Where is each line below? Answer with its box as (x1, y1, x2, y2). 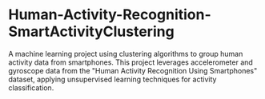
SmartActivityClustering (8, 22, 175, 41)
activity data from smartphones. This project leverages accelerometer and (8, 57, 254, 67)
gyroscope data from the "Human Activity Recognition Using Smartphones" (8, 65, 258, 75)
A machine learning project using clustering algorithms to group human (8, 49, 243, 58)
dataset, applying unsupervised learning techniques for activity (8, 74, 217, 84)
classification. (8, 82, 54, 93)
